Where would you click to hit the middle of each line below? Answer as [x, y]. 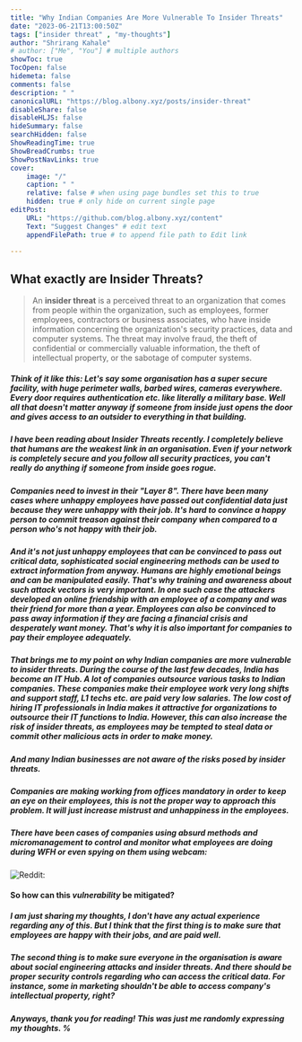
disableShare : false [49, 110]
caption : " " [51, 185]
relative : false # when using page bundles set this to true [142, 193]
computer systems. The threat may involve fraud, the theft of [145, 339]
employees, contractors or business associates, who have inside [151, 320]
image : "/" [47, 176]
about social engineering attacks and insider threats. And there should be [151, 967]
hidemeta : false [40, 76]
